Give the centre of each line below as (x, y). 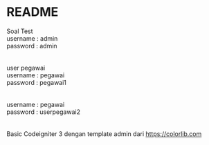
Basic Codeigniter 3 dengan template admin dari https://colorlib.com (104, 134)
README (33, 12)
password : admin (32, 46)
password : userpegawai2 (44, 112)
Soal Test (20, 31)
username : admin (32, 38)
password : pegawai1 (37, 82)
